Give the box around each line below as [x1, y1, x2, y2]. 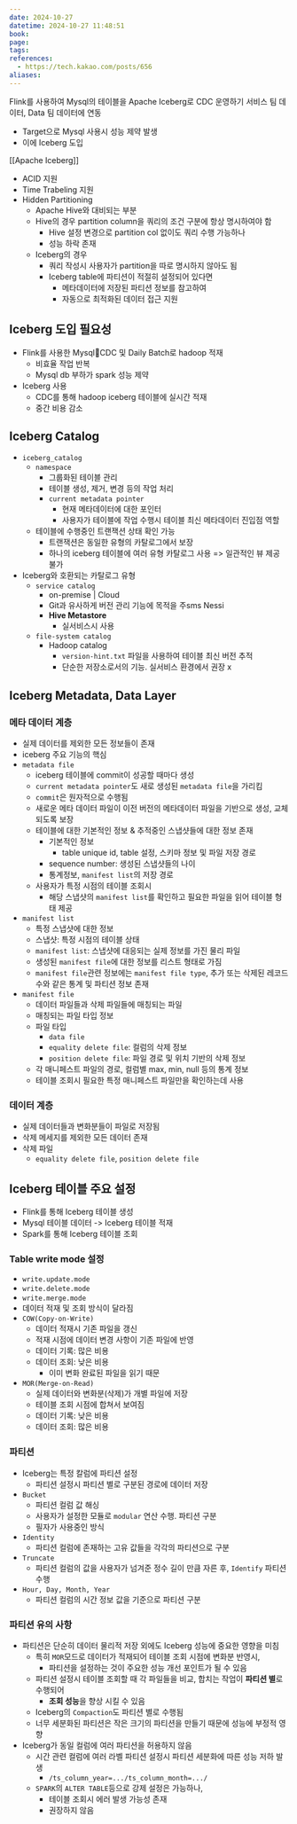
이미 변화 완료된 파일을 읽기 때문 [48, 1367, 160, 1379]
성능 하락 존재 [48, 238, 97, 248]
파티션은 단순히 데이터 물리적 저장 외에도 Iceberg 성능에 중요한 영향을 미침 [21, 1640, 279, 1651]
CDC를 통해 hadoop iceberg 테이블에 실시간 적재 [35, 391, 207, 402]
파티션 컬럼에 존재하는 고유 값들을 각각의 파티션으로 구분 [35, 1542, 231, 1553]
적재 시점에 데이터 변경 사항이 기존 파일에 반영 [35, 1335, 194, 1345]
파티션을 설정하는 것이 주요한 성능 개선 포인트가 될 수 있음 [48, 1663, 247, 1673]
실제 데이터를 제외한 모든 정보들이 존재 [21, 738, 155, 749]
